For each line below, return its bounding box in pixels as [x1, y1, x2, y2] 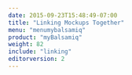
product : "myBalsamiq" [8, 33, 82, 41]
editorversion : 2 [8, 55, 65, 63]
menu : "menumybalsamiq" [8, 26, 86, 34]
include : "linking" [8, 48, 72, 55]
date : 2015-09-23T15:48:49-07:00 [8, 11, 118, 20]
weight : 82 [8, 41, 44, 48]
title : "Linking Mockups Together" [8, 19, 125, 27]
